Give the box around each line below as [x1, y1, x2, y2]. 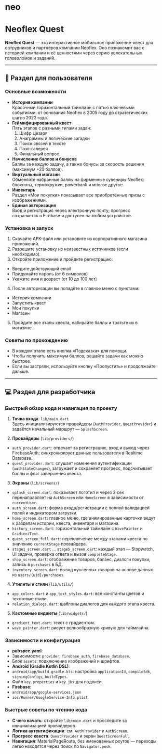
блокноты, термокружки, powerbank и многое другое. [12, 181, 124, 188]
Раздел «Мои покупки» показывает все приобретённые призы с [12, 192, 145, 198]
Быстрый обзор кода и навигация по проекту [5, 404, 117, 411]
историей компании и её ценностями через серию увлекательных [5, 50, 142, 56]
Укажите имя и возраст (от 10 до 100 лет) [12, 276, 97, 282]
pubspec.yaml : [12, 648, 43, 654]
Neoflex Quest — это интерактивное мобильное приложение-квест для [5, 40, 153, 46]
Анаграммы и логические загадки [19, 135, 90, 141]
